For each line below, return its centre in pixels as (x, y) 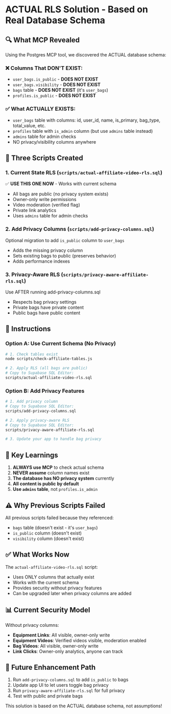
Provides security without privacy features (57, 588)
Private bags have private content (48, 307)
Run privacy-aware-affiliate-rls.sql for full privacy (69, 690)
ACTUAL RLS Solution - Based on (77, 9)
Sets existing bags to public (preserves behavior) (64, 255)
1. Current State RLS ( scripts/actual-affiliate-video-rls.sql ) (84, 172)
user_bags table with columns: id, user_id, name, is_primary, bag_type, (87, 120)
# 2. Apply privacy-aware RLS (38, 420)
